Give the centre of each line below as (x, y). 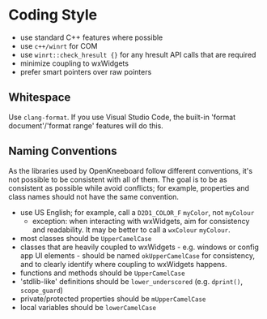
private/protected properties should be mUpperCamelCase (113, 299)
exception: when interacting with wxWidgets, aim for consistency (141, 221)
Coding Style (53, 15)
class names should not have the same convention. (94, 196)
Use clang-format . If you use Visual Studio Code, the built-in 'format (122, 117)
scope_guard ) (41, 290)
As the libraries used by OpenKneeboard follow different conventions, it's (131, 170)
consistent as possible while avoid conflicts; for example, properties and (129, 188)
